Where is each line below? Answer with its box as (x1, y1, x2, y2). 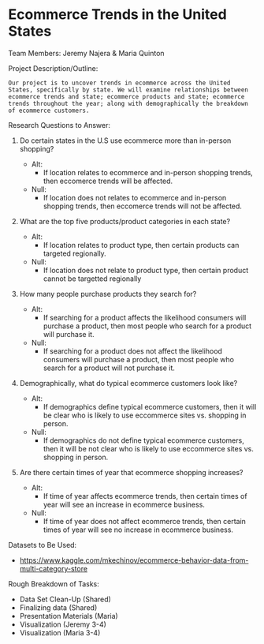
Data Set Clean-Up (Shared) (19, 594, 112, 604)
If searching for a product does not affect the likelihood (43, 346, 223, 356)
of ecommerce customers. (8, 107, 90, 114)
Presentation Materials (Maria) (19, 611, 118, 620)
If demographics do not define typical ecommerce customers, (43, 436, 244, 445)
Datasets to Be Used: (8, 540, 77, 549)
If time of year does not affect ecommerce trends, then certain (43, 516, 247, 526)
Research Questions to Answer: (8, 120, 111, 129)
